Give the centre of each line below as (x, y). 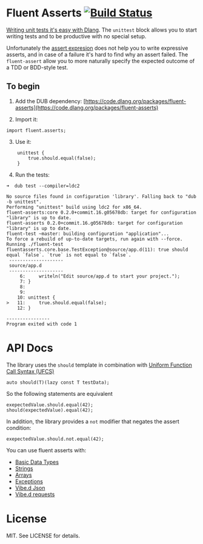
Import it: (26, 119)
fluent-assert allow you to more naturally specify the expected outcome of (101, 61)
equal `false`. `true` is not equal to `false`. (69, 255)
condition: (19, 427)
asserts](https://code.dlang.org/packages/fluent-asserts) (87, 107)
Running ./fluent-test (35, 244)
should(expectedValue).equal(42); (50, 410)
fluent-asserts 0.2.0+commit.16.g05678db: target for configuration (95, 223)
